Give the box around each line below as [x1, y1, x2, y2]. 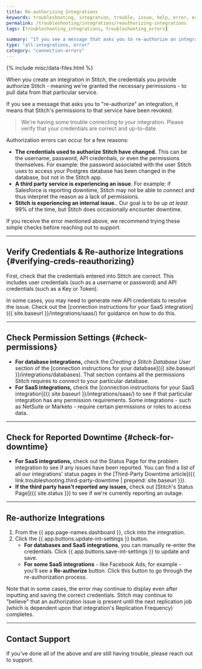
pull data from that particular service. [6, 89, 98, 96]
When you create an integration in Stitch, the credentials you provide [6, 76, 176, 83]
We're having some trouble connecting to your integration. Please [20, 118, 184, 125]
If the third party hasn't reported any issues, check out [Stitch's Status [14, 483, 194, 491]
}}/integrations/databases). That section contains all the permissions [14, 371, 185, 378]
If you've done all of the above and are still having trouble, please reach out [6, 650, 194, 657]
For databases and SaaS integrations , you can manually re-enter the [23, 541, 196, 549]
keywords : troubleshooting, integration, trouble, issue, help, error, [6, 14, 189, 20]
